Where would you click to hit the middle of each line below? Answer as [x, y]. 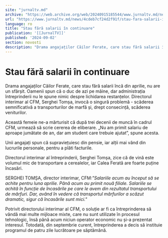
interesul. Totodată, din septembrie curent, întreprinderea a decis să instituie [84, 225]
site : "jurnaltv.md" [27, 10]
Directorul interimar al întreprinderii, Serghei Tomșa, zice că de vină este [79, 157]
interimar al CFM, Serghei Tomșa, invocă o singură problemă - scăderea [79, 102]
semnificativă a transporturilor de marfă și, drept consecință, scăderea [78, 107]
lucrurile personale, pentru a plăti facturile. [49, 148]
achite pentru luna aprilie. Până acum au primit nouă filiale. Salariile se [78, 183]
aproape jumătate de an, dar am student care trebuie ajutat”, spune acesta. [82, 133]
